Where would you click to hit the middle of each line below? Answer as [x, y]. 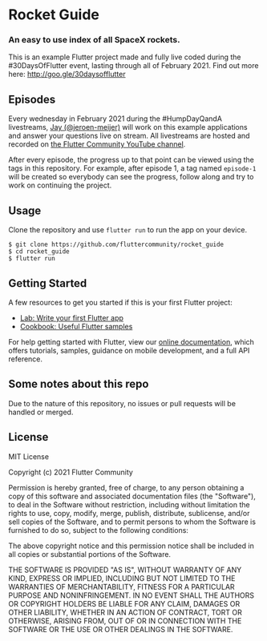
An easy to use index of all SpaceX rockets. [94, 40]
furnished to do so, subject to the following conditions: [98, 530]
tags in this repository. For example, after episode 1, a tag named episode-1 [132, 168]
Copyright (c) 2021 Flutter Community [71, 472]
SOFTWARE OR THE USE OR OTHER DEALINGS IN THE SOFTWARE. [121, 629]
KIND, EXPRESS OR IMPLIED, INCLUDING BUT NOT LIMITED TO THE [122, 578]
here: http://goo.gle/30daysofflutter [67, 75]
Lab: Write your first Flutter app [72, 317]
